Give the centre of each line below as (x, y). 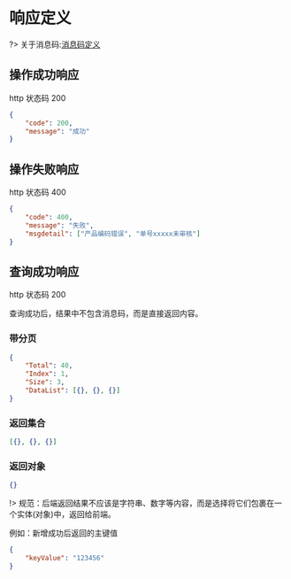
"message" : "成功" (57, 131)
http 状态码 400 (38, 192)
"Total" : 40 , (49, 366)
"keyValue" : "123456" (65, 559)
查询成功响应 (44, 271)
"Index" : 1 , (47, 374)
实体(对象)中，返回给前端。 (66, 514)
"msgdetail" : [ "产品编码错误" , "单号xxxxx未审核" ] (113, 234)
